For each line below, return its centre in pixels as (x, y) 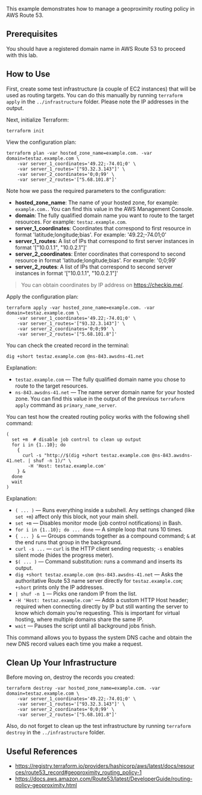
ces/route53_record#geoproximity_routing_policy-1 (78, 773)
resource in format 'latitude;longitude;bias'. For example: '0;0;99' (96, 260)
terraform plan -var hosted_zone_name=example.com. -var (79, 153)
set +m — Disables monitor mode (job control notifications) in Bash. (99, 523)
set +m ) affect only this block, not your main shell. (77, 516)
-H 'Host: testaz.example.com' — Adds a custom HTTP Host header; (102, 600)
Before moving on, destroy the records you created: (71, 677)
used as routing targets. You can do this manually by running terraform (94, 95)
